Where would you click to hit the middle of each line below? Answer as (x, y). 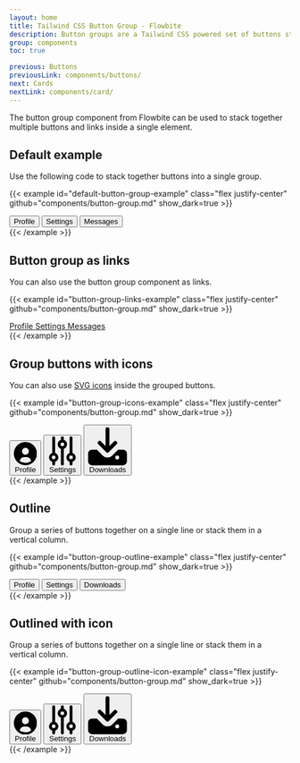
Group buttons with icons (81, 364)
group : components (43, 42)
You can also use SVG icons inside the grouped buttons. (112, 386)
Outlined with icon (61, 623)
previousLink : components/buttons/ (75, 76)
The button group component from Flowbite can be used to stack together (146, 117)
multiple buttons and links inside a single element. (101, 127)
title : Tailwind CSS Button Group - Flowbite (95, 26)
